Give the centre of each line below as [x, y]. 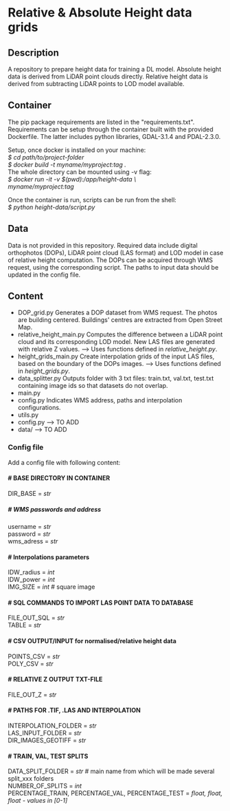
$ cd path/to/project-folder [46, 157]
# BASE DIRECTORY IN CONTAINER [59, 478]
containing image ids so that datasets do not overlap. [93, 386]
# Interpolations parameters [49, 557]
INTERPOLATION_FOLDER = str [52, 725]
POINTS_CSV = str [34, 656]
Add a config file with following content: [64, 462]
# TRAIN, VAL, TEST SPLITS [48, 756]
